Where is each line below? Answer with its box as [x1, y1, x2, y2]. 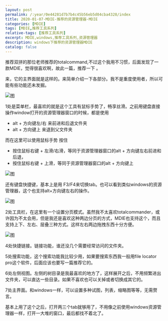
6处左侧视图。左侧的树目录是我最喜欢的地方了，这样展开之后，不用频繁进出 [5, 270, 161, 276]
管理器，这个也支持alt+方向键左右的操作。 [5, 187, 92, 193]
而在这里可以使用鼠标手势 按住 [5, 137, 68, 143]
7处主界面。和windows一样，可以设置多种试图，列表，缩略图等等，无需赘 [5, 287, 157, 293]
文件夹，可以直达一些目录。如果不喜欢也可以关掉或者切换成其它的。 [5, 276, 145, 282]
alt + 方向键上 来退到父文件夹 [12, 126, 72, 132]
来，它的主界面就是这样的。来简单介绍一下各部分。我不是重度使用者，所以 [5, 75, 158, 81]
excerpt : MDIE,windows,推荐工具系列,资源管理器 [5, 35, 98, 40]
